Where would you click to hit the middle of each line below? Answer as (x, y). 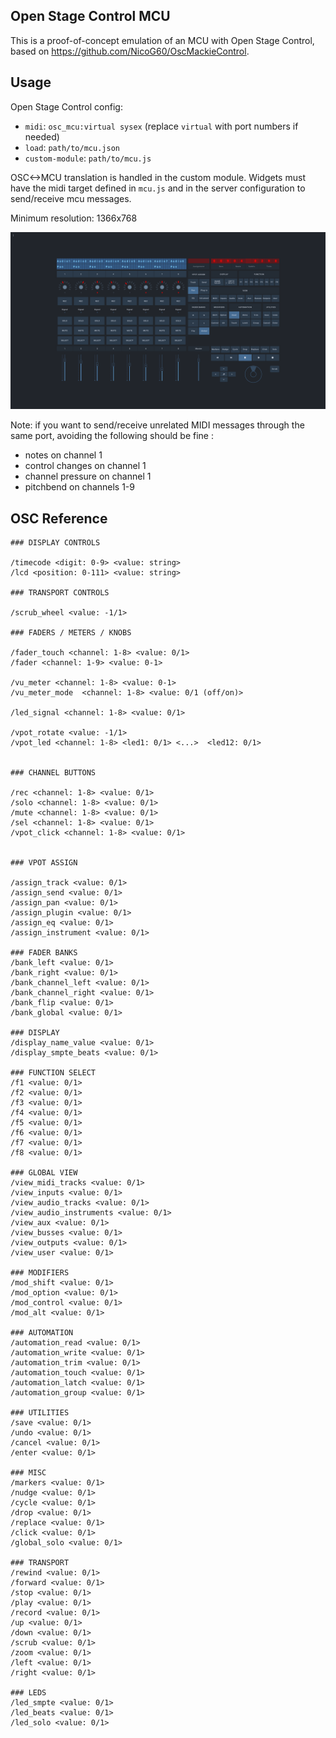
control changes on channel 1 (85, 466)
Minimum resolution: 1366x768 (74, 218)
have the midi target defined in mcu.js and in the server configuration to (158, 188)
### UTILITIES (40, 1412)
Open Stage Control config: (66, 106)
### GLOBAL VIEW (44, 1172)
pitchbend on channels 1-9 (79, 487)
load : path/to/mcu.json (72, 147)
